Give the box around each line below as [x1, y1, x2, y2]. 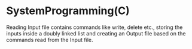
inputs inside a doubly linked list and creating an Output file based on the [6, 30, 186, 37]
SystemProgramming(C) [6, 4, 130, 18]
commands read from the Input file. [6, 36, 93, 43]
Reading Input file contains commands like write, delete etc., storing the [6, 24, 183, 31]
